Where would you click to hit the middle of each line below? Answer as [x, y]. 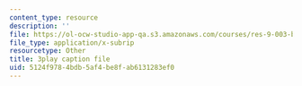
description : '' [40, 26]
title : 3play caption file [60, 59]
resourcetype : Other [48, 51]
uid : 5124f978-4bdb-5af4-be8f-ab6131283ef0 [92, 68]
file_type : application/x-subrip [72, 43]
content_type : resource [54, 17]
